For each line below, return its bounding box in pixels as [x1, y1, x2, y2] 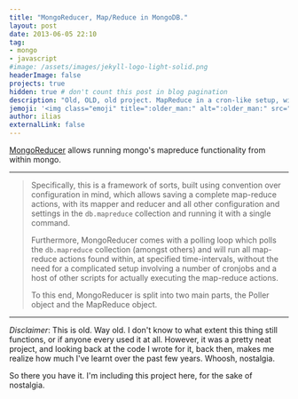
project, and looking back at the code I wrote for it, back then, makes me [9, 344, 275, 354]
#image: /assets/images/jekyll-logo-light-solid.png [9, 63, 208, 72]
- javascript [9, 54, 58, 63]
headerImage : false [9, 71, 82, 80]
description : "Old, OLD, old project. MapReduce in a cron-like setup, [9, 95, 279, 105]
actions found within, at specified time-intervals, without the [59, 254, 279, 264]
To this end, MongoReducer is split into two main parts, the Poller [30, 290, 270, 300]
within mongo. [9, 155, 62, 164]
